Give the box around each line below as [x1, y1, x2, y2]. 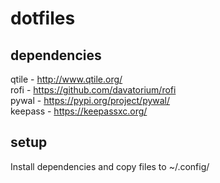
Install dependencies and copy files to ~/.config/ [10, 160, 210, 172]
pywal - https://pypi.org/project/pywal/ [10, 95, 171, 106]
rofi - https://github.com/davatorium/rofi [10, 84, 177, 96]
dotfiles [10, 7, 76, 30]
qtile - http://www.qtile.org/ [10, 73, 123, 85]
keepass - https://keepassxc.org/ [10, 105, 148, 117]
